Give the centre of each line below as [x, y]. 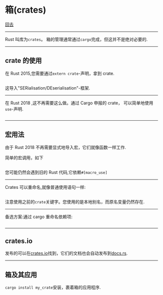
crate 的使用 [24, 61]
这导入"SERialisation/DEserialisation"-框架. [48, 88]
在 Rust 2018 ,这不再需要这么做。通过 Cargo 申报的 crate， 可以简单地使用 [79, 103]
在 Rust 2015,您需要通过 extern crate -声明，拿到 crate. [60, 73]
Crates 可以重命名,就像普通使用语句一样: [45, 187]
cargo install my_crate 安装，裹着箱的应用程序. [53, 287]
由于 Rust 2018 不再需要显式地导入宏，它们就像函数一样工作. [65, 147]
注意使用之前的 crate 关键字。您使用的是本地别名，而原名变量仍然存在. [75, 202]
